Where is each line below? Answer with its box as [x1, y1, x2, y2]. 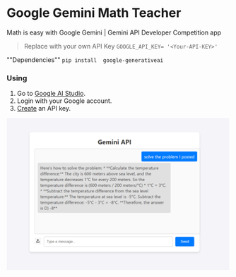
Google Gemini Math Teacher [6, 5, 182, 21]
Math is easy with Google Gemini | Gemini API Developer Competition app [6, 28, 222, 37]
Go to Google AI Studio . [16, 90, 86, 98]
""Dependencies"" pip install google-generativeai [6, 55, 164, 64]
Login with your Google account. [16, 97, 112, 105]
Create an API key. [16, 104, 71, 113]
